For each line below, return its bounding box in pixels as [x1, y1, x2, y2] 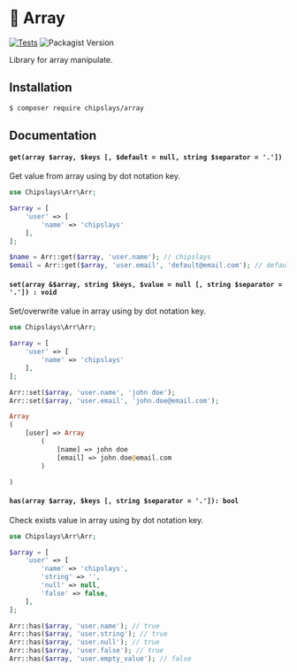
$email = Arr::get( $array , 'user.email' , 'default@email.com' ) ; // [9, 261, 263, 270]
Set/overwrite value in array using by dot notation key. [9, 305, 206, 317]
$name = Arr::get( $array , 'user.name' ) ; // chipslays [9, 252, 212, 262]
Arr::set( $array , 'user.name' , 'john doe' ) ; [9, 388, 176, 397]
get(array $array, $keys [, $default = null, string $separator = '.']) [9, 152, 283, 162]
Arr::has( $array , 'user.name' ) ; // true [9, 622, 161, 630]
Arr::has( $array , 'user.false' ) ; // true [9, 646, 164, 655]
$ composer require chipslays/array [9, 104, 144, 112]
